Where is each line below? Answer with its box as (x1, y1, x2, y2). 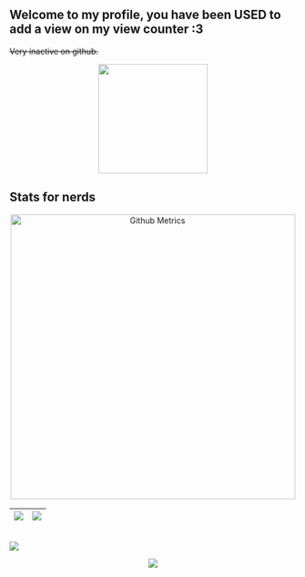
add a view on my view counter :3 (9, 22, 204, 37)
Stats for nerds (9, 190, 96, 205)
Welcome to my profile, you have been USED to (9, 7, 281, 23)
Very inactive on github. (9, 46, 98, 57)
